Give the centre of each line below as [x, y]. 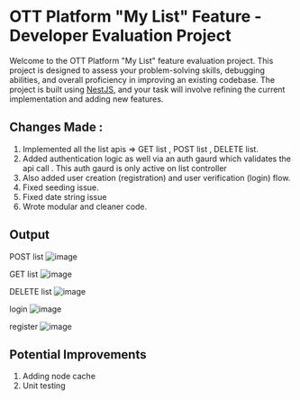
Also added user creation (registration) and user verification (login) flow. [156, 177]
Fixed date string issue [64, 196]
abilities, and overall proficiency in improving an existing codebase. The [142, 79]
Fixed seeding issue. [60, 187]
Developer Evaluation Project [120, 36]
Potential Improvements [78, 355]
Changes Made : [56, 127]
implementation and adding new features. [86, 99]
